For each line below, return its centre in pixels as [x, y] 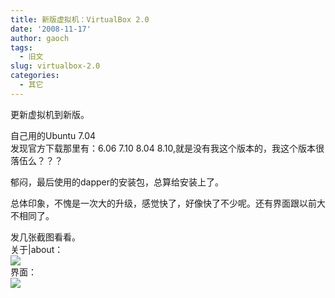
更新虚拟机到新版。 [50, 114]
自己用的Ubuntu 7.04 [53, 135]
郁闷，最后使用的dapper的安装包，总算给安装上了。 [117, 182]
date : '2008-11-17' [51, 29]
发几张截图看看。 [45, 237]
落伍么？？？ [36, 160]
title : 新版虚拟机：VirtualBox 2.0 [80, 19]
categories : [35, 76]
